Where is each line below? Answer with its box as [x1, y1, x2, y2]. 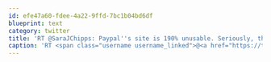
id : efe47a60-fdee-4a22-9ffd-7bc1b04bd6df [8, 11, 153, 20]
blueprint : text [8, 19, 63, 27]
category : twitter [8, 27, 70, 35]
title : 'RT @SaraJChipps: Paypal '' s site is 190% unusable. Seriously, [8, 34, 254, 43]
